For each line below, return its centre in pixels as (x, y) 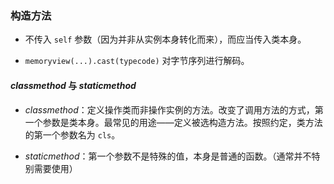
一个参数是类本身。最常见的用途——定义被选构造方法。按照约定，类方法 (173, 122)
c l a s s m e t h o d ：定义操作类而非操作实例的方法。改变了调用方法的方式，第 (174, 109)
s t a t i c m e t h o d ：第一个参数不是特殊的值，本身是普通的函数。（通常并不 (168, 156)
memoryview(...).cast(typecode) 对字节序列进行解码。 (137, 61)
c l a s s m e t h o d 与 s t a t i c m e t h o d (73, 85)
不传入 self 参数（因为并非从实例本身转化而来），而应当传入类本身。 (165, 39)
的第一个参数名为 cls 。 (72, 134)
